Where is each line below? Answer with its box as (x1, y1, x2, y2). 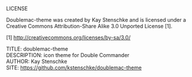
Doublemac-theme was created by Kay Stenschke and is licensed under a (6, 16, 186, 23)
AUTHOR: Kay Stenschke (6, 58, 67, 65)
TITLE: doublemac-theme (6, 45, 69, 52)
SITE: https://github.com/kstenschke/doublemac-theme (6, 64, 142, 71)
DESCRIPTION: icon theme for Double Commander (6, 52, 130, 58)
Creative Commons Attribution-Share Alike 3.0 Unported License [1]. (6, 23, 173, 29)
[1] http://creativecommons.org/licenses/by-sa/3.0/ (6, 34, 131, 41)
